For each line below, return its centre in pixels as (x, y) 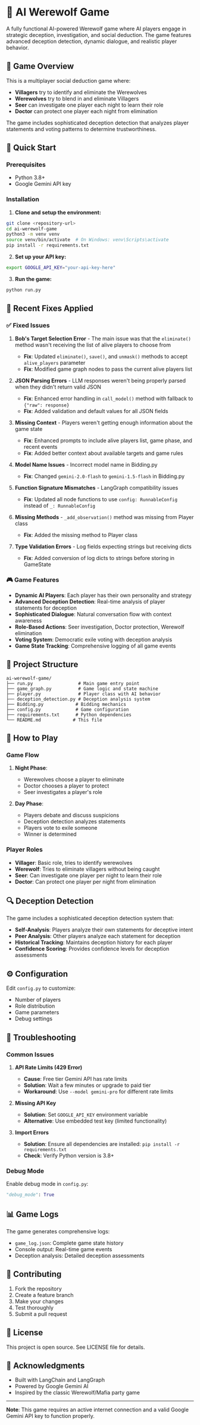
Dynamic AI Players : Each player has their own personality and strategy (103, 595)
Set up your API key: (40, 257)
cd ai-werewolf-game (32, 229)
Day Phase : (29, 804)
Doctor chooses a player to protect (66, 786)
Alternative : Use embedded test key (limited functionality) (95, 1121)
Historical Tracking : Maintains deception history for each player (93, 942)
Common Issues (30, 1054)
